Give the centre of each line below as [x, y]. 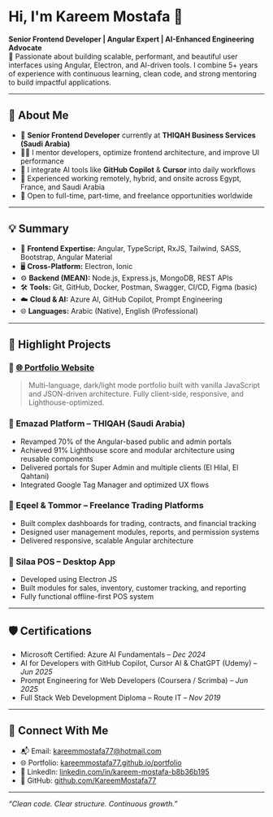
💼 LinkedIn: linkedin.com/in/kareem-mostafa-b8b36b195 [115, 771]
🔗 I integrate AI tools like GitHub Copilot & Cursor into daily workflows [138, 169]
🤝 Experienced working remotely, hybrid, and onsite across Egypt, [131, 178]
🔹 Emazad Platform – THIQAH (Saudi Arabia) [97, 424]
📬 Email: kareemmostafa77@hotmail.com [91, 750]
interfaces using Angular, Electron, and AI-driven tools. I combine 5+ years [133, 65]
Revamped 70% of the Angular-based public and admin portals [126, 441]
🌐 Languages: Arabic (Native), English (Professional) [109, 311]
